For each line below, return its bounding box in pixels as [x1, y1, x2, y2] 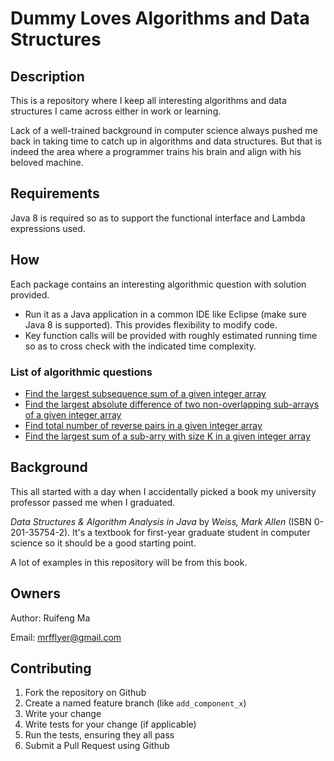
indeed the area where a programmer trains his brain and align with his [10, 146, 302, 157]
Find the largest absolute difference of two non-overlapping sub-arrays [24, 398, 320, 410]
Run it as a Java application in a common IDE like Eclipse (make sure [24, 308, 308, 320]
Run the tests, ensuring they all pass [24, 729, 175, 741]
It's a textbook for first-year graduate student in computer [72, 526, 311, 538]
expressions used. [10, 222, 86, 234]
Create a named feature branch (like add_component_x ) [24, 697, 247, 709]
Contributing [10, 660, 92, 677]
